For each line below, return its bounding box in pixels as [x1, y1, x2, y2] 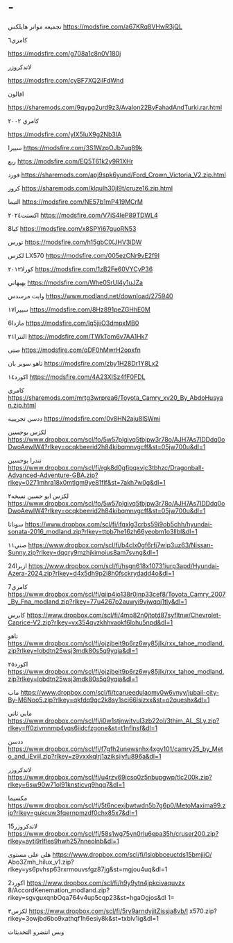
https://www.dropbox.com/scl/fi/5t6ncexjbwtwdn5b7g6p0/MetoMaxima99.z [8, 801, 226, 809]
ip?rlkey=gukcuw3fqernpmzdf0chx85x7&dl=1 [8, 808, 138, 816]
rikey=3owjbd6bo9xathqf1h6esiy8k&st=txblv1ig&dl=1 [8, 914, 159, 922]
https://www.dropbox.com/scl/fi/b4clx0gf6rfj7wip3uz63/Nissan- [28, 540, 214, 549]
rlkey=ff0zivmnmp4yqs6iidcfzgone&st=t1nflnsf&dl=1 [8, 723, 158, 732]
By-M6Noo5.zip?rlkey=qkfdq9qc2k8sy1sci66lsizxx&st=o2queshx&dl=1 [8, 695, 210, 704]
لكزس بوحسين [8, 428, 46, 436]
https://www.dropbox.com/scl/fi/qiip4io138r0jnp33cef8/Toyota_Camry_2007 [8, 590, 226, 598]
